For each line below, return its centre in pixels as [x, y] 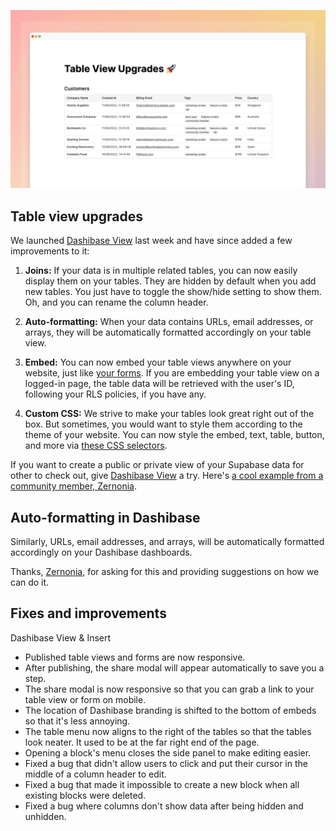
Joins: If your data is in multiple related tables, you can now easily [161, 271]
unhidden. [45, 816]
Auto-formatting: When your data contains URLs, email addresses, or [169, 322]
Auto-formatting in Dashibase [105, 517]
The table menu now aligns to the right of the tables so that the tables [168, 731]
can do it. [30, 582]
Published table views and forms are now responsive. [135, 657]
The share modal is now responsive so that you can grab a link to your [169, 689]
